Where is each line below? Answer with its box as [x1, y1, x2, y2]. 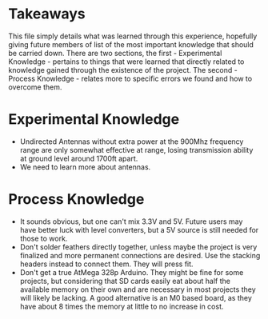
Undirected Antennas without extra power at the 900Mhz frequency [19, 137, 244, 146]
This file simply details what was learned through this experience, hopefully [8, 31, 258, 41]
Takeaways [8, 5, 86, 23]
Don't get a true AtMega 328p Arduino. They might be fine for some [19, 267, 244, 277]
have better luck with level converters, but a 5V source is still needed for [19, 225, 259, 234]
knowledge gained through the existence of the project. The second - [8, 65, 238, 74]
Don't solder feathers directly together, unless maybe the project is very [19, 241, 258, 252]
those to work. [19, 233, 68, 243]
